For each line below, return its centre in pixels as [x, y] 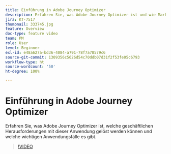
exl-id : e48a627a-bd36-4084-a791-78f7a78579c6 [55, 52]
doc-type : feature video [32, 34]
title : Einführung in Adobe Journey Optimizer [55, 10]
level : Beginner [22, 48]
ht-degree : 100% [22, 72]
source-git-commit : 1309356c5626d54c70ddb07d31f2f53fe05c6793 [73, 57]
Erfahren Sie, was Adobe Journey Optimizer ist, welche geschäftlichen [79, 126]
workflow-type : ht [25, 62]
